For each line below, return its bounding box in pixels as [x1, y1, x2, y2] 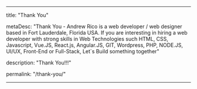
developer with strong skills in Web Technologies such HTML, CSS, [6, 36, 169, 42]
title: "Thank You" [6, 12, 49, 18]
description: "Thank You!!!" [6, 59, 72, 66]
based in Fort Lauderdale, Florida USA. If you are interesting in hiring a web [6, 29, 188, 36]
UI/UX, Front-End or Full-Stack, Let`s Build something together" [6, 48, 159, 54]
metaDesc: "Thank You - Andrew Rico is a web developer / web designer [6, 23, 183, 30]
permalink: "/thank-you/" [6, 71, 66, 77]
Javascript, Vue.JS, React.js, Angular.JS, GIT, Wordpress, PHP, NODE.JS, [6, 42, 184, 49]
